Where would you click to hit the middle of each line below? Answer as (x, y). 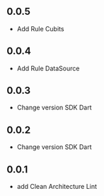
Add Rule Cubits (40, 28)
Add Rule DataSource (48, 68)
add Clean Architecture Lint (57, 187)
